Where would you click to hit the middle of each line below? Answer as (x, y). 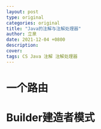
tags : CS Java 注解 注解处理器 (42, 56)
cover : (14, 51)
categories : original (33, 23)
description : (22, 46)
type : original (25, 17)
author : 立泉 (22, 34)
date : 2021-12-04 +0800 (36, 40)
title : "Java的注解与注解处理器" (44, 28)
